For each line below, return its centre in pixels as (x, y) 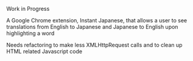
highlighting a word (30, 33)
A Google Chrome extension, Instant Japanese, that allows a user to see (97, 20)
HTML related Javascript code (44, 51)
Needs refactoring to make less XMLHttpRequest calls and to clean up (94, 45)
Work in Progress (28, 9)
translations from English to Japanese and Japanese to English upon (92, 27)
